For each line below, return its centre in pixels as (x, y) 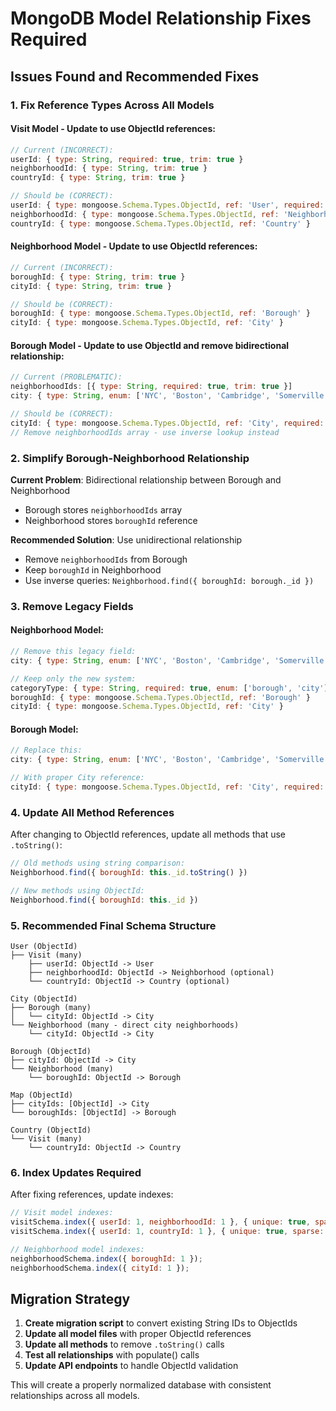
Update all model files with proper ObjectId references (138, 1334)
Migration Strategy (70, 1299)
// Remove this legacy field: (73, 652)
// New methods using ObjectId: (77, 891)
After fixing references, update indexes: (92, 1194)
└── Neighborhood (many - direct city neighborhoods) (125, 1025)
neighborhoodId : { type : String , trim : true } (109, 168)
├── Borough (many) (51, 1008)
